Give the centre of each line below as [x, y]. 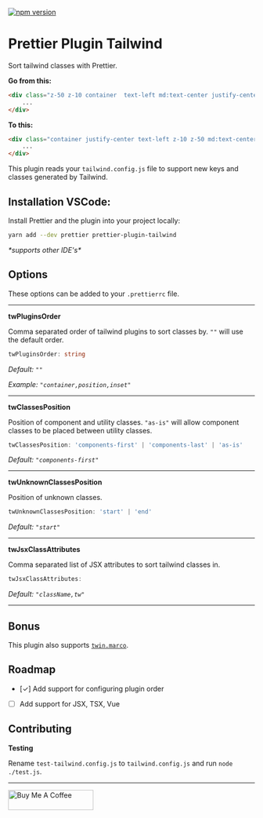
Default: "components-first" [54, 460]
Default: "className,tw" [47, 594]
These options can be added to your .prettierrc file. [94, 294]
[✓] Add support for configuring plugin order [92, 688]
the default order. [36, 340]
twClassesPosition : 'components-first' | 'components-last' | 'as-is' [126, 445]
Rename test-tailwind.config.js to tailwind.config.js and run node [121, 763]
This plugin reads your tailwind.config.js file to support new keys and [123, 169]
